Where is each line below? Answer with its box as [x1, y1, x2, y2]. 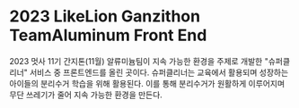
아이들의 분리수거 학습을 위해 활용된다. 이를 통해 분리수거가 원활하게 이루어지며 [9, 78, 286, 88]
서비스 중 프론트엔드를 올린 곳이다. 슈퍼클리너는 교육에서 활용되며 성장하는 [30, 67, 289, 78]
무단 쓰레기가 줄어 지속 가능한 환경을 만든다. [9, 89, 163, 100]
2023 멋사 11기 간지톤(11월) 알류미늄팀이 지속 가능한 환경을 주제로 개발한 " [9, 55, 269, 66]
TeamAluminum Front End [9, 25, 207, 46]
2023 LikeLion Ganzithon [9, 6, 200, 27]
